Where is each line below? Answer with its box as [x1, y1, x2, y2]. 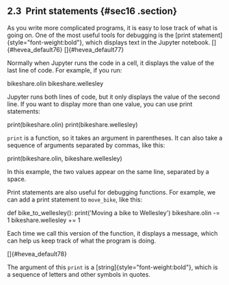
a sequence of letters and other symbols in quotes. [7, 270, 150, 278]
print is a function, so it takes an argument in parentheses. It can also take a [7, 134, 223, 142]
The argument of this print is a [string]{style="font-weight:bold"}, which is [7, 263, 218, 271]
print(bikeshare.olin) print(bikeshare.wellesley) [7, 120, 138, 129]
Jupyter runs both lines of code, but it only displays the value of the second [7, 92, 220, 101]
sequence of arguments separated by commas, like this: [7, 140, 165, 149]
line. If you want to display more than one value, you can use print [7, 99, 193, 108]
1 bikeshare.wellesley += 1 [7, 216, 81, 224]
